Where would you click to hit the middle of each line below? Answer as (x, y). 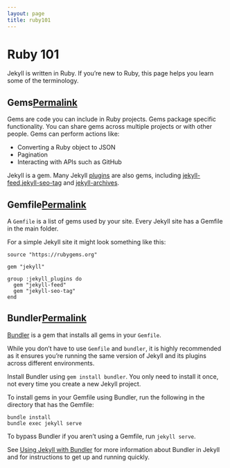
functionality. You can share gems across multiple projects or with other (110, 127)
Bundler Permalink (47, 318)
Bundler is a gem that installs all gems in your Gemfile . (84, 335)
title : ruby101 (29, 20)
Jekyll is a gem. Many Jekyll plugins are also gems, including (94, 175)
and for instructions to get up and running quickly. (79, 457)
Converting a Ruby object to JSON (66, 147)
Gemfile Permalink (47, 205)
